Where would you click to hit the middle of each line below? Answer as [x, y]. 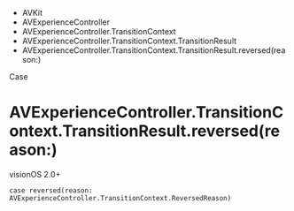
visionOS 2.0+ [35, 174]
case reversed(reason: [51, 190]
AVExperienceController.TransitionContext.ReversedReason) [120, 198]
